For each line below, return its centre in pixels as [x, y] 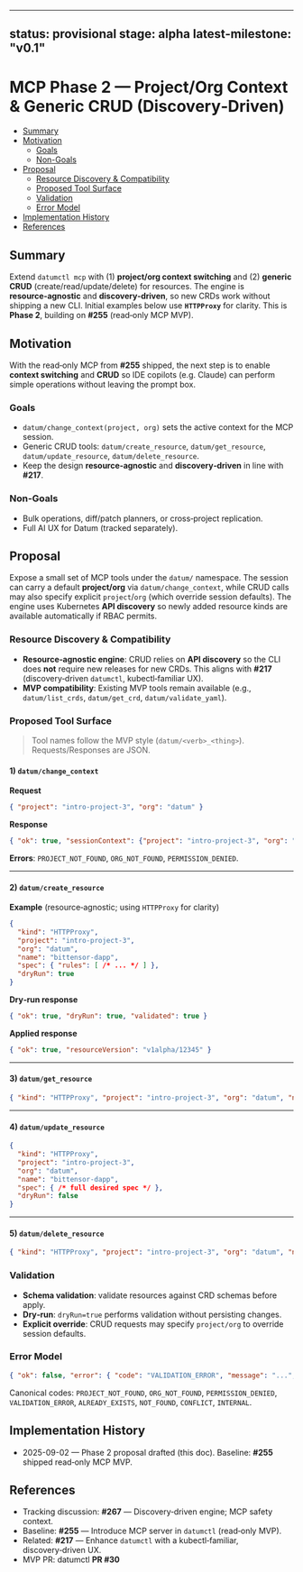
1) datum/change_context [54, 771]
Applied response [44, 1033]
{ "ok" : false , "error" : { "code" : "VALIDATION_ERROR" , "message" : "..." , [153, 1375]
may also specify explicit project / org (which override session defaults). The [150, 597]
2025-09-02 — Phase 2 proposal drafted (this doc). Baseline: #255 [147, 1452]
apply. [34, 1304]
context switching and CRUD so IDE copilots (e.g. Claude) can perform [142, 374]
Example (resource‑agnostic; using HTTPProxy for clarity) [115, 908]
